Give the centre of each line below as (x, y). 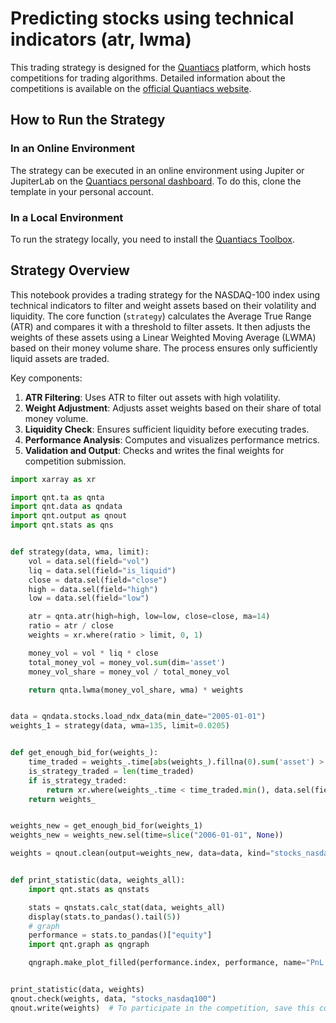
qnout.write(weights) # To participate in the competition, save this (162, 1008)
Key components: (46, 378)
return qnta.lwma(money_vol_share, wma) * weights (136, 690)
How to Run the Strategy (88, 120)
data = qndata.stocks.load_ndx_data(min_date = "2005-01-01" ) (138, 717)
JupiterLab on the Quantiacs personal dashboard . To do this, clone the (156, 181)
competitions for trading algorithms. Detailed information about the (148, 78)
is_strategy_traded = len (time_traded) (111, 771)
